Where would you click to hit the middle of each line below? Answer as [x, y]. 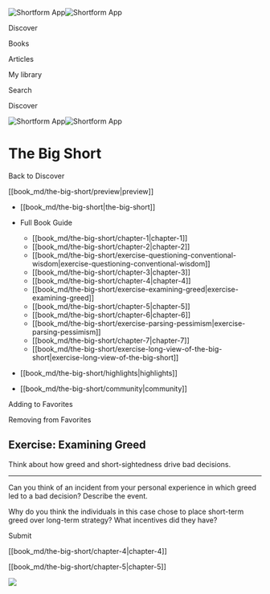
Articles [21, 59]
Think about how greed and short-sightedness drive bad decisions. [120, 464]
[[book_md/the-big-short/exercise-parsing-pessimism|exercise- [139, 323]
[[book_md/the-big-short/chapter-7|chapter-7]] [111, 340]
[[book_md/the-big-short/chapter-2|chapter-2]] [111, 246]
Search [20, 90]
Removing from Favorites [50, 419]
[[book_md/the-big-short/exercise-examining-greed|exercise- [135, 289]
